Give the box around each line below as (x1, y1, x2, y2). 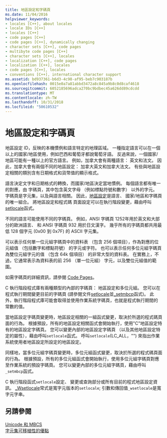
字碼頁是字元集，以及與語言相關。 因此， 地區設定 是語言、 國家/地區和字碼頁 (5, 193, 162, 199)
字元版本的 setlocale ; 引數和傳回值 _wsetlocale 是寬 (57, 385, 162, 391)
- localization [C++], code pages (5, 58, 77, 63)
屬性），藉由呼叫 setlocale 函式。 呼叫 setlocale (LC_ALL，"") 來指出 (13, 332, 152, 338)
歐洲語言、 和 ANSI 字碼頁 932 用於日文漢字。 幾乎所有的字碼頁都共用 (13, 222, 158, 228)
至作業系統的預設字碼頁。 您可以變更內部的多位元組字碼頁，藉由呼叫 (5, 362, 146, 368)
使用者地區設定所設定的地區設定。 (13, 339, 84, 345)
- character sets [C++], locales (5, 53, 75, 59)
